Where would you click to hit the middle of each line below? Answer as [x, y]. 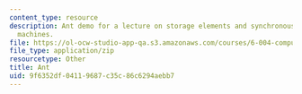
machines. [36, 34]
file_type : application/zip [62, 51]
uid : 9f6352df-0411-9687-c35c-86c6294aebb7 [92, 76]
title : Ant [30, 68]
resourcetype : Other [48, 59]
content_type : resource [54, 17]
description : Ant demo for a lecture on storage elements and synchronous [152, 26]
